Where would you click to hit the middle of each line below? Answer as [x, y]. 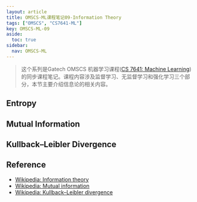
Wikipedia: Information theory [52, 179]
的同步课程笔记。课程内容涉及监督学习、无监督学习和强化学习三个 [103, 77]
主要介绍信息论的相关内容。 [77, 84]
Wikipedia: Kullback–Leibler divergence [64, 192]
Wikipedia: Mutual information [52, 186]
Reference [26, 165]
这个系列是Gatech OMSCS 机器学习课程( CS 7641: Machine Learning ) [106, 69]
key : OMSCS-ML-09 [28, 29]
